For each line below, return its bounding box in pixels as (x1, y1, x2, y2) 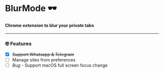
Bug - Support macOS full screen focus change (12, 62, 108, 68)
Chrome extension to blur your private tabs (5, 22, 94, 28)
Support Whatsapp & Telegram (12, 51, 74, 57)
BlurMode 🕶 (5, 3, 57, 14)
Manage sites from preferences (12, 57, 76, 62)
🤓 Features (5, 41, 32, 47)
